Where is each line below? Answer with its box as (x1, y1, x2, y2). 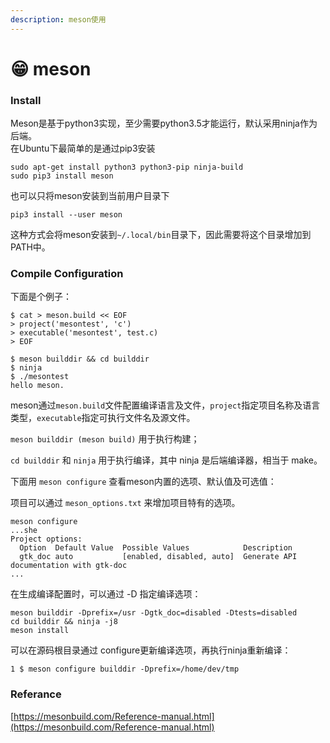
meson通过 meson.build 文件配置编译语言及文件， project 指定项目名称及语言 (10, 399, 321, 411)
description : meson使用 (10, 14, 107, 25)
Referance (10, 687, 62, 701)
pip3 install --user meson (10, 210, 123, 220)
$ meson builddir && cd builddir (10, 354, 150, 365)
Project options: (10, 534, 83, 545)
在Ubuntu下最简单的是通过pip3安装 (10, 142, 156, 155)
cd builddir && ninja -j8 (10, 617, 118, 627)
